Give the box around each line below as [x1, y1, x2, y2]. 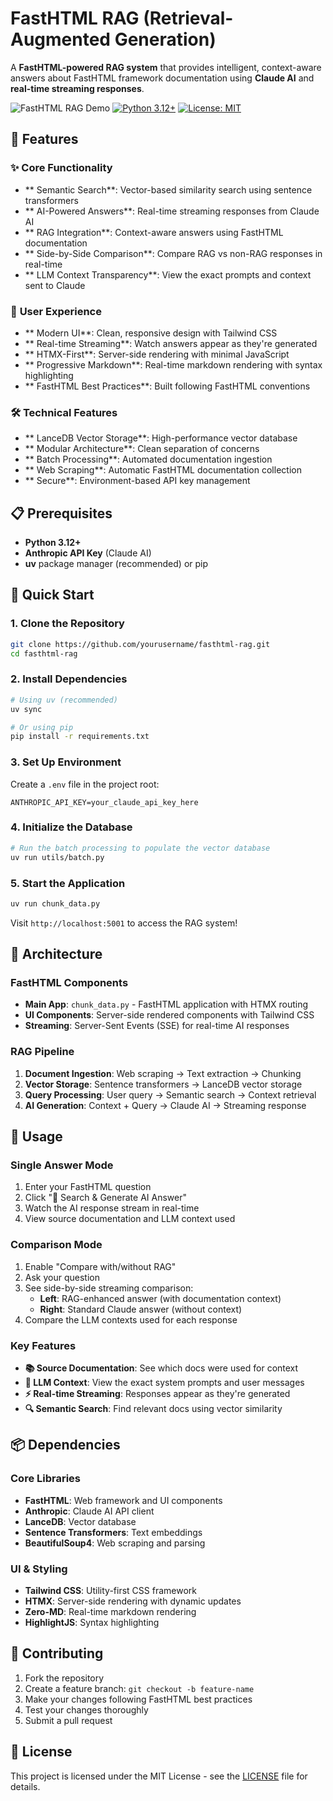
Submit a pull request [24, 1714, 113, 1726]
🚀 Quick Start [10, 587, 95, 604]
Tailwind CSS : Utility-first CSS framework [24, 1585, 197, 1597]
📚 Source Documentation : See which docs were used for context [24, 1362, 299, 1374]
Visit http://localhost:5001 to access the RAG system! [10, 917, 238, 929]
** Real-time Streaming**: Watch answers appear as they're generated [24, 337, 318, 349]
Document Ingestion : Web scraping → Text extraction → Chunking [24, 1067, 302, 1079]
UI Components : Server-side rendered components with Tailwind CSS [24, 1009, 315, 1021]
